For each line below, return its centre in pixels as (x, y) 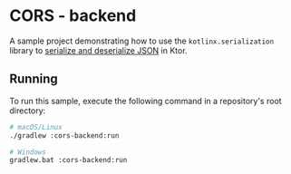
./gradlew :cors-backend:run (64, 135)
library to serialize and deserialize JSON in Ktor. (98, 50)
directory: (28, 111)
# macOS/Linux (36, 127)
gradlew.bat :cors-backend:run (68, 160)
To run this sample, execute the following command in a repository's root (146, 101)
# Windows (28, 152)
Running (34, 79)
